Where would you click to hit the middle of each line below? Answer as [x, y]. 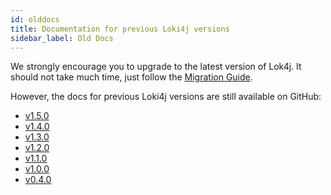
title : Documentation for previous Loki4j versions [120, 29]
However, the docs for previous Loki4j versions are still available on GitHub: [166, 97]
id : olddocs [35, 19]
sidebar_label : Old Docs [62, 38]
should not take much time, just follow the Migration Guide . [131, 77]
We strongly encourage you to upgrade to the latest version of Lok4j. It [156, 67]
